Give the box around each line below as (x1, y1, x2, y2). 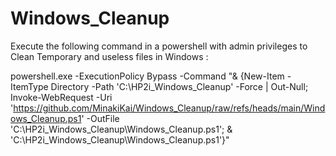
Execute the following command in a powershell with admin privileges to (10, 40, 308, 52)
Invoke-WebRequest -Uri (10, 91, 113, 103)
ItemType (10, 80, 49, 92)
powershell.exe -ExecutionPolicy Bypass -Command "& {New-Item (10, 70, 285, 82)
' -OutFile (81, 112, 120, 124)
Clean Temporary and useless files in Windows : (10, 50, 209, 62)
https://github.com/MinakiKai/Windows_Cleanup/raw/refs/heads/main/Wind (13, 102, 326, 114)
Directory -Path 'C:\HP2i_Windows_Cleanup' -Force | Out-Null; (50, 80, 309, 92)
